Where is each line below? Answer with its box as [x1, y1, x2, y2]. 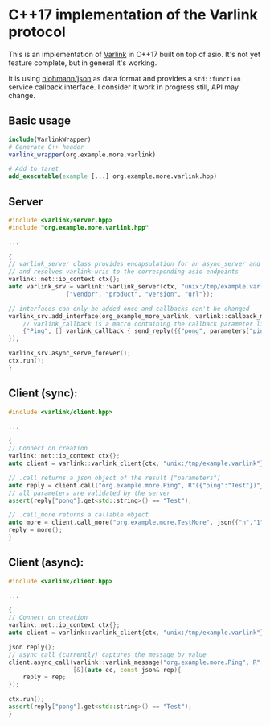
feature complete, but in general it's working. [8, 58, 157, 68]
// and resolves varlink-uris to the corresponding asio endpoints [8, 268, 239, 276]
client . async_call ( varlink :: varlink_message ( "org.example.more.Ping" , [8, 658, 250, 666]
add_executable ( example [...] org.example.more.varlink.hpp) [8, 172, 218, 180]
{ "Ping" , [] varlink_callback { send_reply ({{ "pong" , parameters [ [22, 327, 250, 335]
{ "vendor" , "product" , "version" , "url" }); [65, 290, 215, 298]
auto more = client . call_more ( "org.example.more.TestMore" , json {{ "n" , [8, 518, 253, 527]
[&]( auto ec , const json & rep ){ [72, 666, 182, 674]
